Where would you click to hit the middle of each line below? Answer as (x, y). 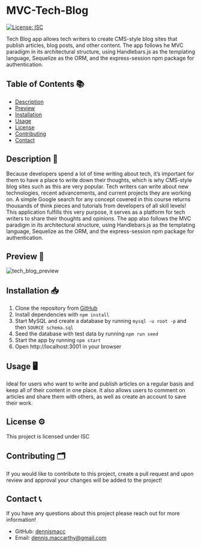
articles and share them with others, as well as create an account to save (96, 396)
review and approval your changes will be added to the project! (84, 480)
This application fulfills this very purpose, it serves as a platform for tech (96, 212)
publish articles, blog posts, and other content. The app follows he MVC (95, 45)
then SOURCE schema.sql (44, 327)
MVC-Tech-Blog (47, 11)
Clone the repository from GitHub (56, 308)
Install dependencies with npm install (62, 314)
